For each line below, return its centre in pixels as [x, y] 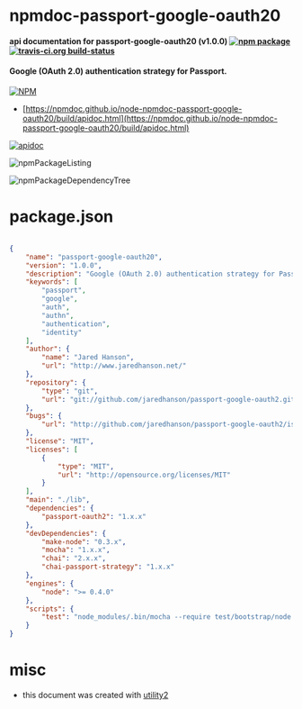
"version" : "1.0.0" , [64, 265]
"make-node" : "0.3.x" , [84, 541]
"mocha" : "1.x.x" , [76, 550]
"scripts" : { [50, 609]
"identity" [62, 332]
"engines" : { [50, 583]
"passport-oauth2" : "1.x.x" [94, 516]
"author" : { [48, 349]
